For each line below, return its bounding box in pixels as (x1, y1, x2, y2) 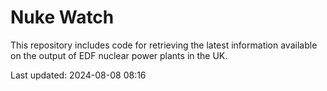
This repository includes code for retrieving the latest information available (10, 39, 318, 51)
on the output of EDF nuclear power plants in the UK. (10, 49, 228, 61)
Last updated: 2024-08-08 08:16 (10, 69, 147, 81)
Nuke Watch (10, 6, 115, 29)
